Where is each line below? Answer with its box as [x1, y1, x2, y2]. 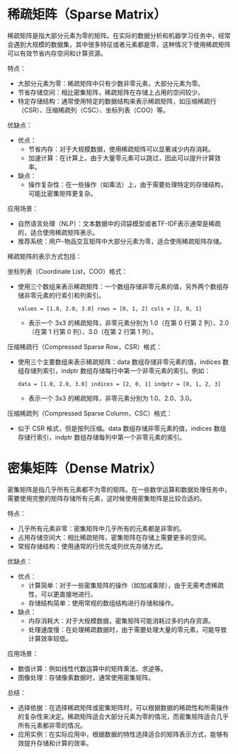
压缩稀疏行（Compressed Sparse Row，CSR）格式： [7, 342, 163, 351]
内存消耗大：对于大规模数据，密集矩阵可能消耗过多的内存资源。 [28, 616, 215, 625]
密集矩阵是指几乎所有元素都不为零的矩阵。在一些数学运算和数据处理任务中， [7, 485, 231, 494]
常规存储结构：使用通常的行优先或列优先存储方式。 [17, 542, 167, 550]
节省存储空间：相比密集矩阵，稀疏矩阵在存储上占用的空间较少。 [17, 88, 204, 96]
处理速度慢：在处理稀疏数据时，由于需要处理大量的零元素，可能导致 [28, 625, 227, 633]
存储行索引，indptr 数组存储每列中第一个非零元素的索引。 [17, 433, 186, 441]
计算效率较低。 [28, 634, 72, 643]
